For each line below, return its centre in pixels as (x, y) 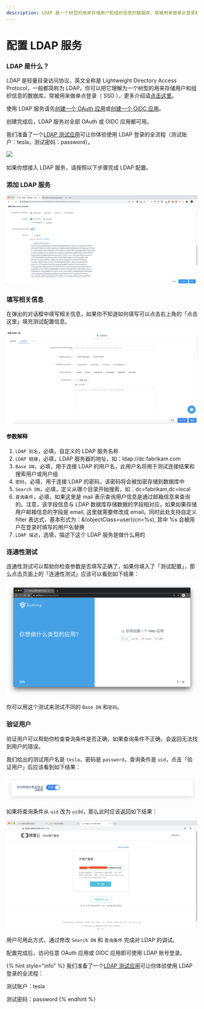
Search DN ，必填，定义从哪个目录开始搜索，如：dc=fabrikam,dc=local (103, 489)
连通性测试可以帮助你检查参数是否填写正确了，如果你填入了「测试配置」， (98, 566)
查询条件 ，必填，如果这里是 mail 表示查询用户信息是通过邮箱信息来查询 (103, 496)
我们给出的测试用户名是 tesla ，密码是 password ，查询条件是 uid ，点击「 (97, 759)
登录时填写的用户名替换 (55, 527)
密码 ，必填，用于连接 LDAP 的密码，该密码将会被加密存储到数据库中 (100, 481)
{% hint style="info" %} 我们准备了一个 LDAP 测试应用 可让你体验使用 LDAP (100, 966)
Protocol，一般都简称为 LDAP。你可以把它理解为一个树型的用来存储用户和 (99, 88)
